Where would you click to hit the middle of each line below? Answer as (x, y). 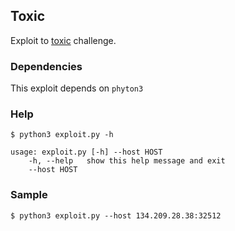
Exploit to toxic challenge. (63, 40)
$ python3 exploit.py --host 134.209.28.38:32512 (116, 215)
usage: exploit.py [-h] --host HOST (86, 152)
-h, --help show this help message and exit (127, 161)
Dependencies (46, 66)
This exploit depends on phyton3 (77, 88)
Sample (29, 195)
